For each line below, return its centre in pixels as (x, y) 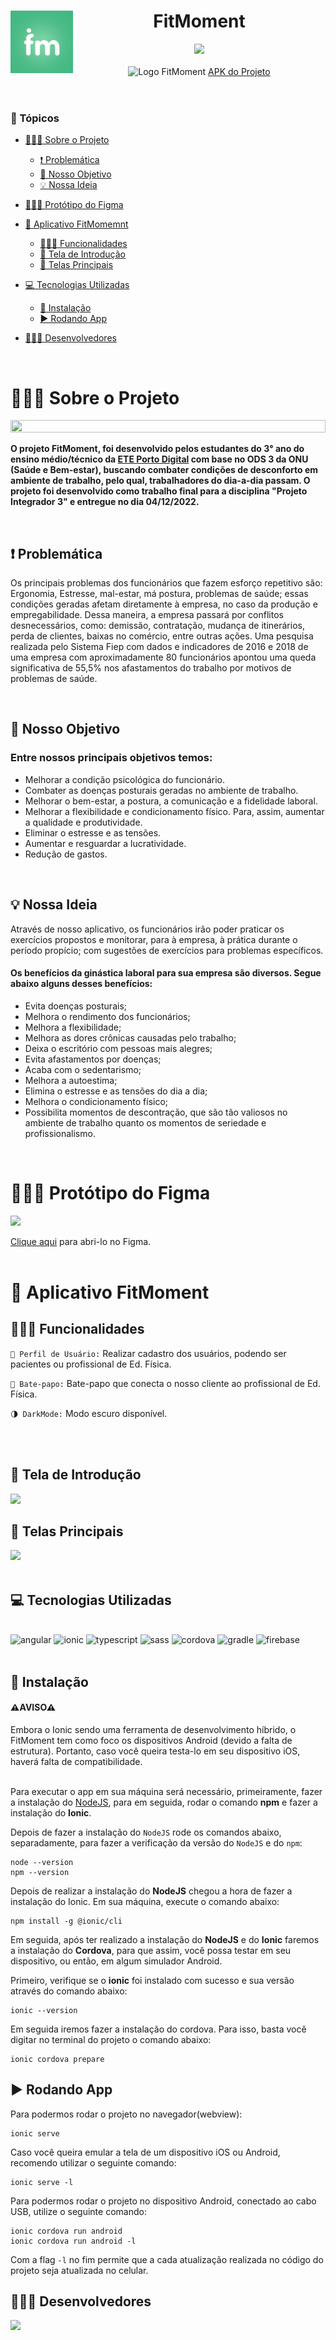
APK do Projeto (239, 71)
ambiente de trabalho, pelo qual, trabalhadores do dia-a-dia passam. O (160, 481)
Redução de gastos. (66, 854)
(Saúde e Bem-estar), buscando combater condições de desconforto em (164, 470)
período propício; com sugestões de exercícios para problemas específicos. (167, 950)
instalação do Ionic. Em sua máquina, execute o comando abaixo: (145, 1901)
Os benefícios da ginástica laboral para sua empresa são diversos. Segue (166, 973)
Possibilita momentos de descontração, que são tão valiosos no (156, 1112)
